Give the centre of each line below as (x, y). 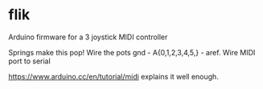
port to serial (29, 61)
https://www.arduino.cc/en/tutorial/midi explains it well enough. (113, 76)
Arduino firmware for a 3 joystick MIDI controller (88, 37)
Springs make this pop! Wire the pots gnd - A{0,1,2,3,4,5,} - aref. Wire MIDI (132, 52)
